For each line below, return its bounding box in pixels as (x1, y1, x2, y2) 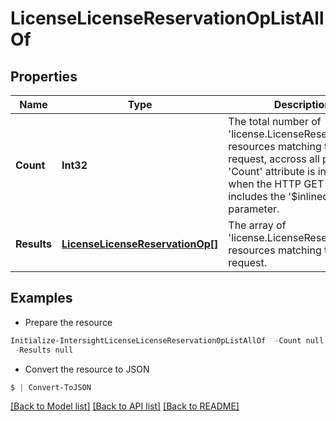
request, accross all (228, 152, 320, 166)
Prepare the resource (24, 316, 113, 328)
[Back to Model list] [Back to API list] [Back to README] (10, 400, 240, 412)
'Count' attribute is (228, 165, 316, 178)
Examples (10, 290, 73, 307)
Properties (10, 68, 78, 85)
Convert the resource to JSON (24, 363, 150, 375)
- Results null (14, 345, 74, 355)
